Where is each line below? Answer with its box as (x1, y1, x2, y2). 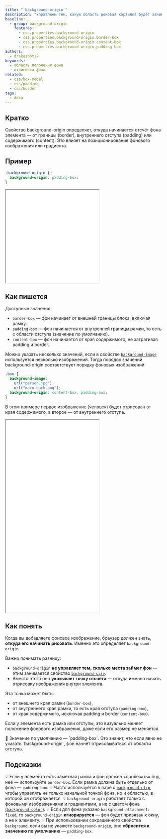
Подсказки (5, 760, 41, 769)
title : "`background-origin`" (5, 7, 68, 12)
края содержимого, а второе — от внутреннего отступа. (5, 409, 126, 415)
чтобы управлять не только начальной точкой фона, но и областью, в (5, 790, 153, 796)
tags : (5, 91, 16, 96)
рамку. (12, 321, 27, 327)
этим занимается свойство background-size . (12, 670, 106, 676)
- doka (9, 95, 23, 100)
